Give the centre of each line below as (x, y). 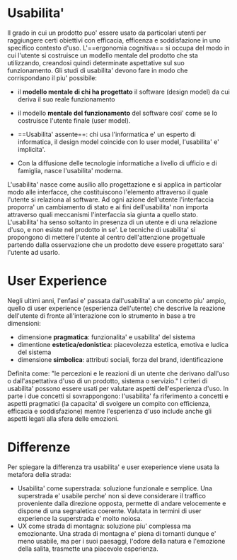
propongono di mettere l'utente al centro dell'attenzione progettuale (106, 237)
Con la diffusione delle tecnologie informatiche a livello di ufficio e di (117, 163)
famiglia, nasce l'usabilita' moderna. (70, 170)
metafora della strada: (40, 474)
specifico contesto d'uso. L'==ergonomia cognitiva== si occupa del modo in (118, 48)
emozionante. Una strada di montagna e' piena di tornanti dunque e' (117, 533)
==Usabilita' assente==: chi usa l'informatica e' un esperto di (106, 134)
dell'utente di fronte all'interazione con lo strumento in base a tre (102, 315)
